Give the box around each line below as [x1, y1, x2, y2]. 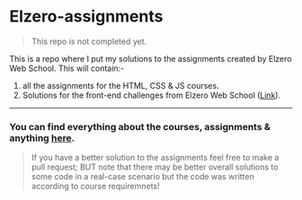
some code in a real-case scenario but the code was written [31, 171, 254, 182]
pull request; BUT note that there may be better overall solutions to [31, 161, 279, 172]
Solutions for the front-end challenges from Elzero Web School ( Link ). [22, 90, 281, 100]
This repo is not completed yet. [31, 36, 147, 47]
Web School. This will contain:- [9, 63, 125, 74]
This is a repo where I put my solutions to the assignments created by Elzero [9, 53, 292, 64]
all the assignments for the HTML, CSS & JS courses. [22, 80, 219, 91]
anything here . [9, 132, 75, 144]
